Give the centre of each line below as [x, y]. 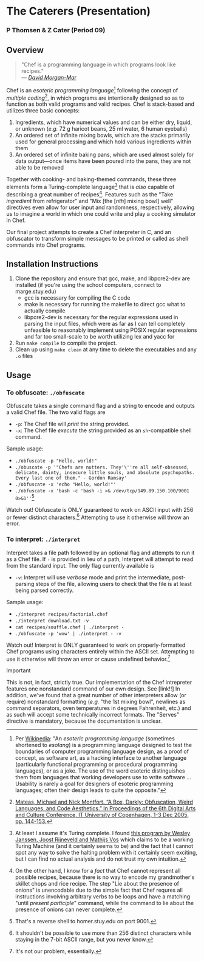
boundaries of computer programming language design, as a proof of [102, 751]
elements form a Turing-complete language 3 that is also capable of [90, 186]
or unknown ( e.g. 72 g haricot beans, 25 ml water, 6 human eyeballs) [101, 129]
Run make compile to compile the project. [66, 343]
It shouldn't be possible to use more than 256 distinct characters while [103, 933]
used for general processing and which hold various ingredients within [103, 142]
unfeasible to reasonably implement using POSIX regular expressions [110, 330]
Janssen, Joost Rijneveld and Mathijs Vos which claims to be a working [104, 839]
